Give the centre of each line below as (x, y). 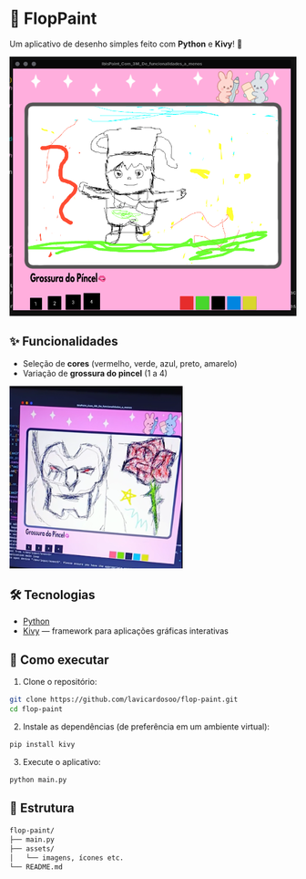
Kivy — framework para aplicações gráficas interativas (126, 631)
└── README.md (36, 867)
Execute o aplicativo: (62, 761)
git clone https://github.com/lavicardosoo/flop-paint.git (124, 700)
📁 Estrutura (42, 808)
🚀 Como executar (59, 660)
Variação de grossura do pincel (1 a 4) (95, 373)
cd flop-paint (36, 709)
